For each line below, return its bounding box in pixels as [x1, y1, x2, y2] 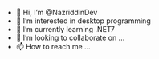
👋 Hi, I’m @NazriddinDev [15, 8, 98, 17]
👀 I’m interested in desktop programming [15, 16, 151, 26]
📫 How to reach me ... [15, 42, 91, 51]
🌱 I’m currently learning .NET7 [15, 25, 115, 33]
